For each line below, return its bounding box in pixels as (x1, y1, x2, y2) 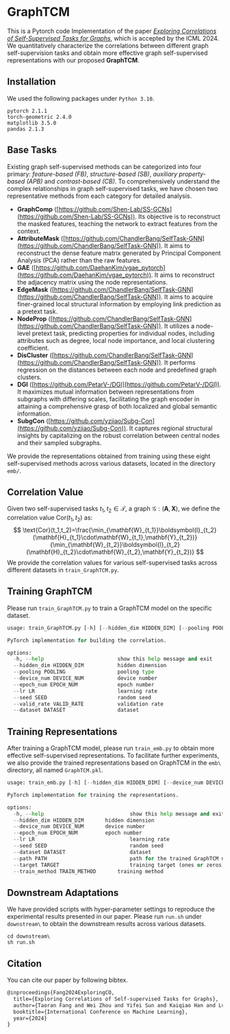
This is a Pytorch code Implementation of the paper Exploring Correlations (7, 27, 217, 35)
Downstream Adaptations (7, 887, 119, 899)
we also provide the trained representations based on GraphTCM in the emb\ (7, 758, 221, 767)
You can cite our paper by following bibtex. (7, 976, 128, 985)
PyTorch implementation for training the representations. (7, 791, 179, 798)
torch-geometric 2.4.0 (7, 113, 72, 120)
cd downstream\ (7, 933, 51, 940)
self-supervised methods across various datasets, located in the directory (7, 459, 216, 467)
